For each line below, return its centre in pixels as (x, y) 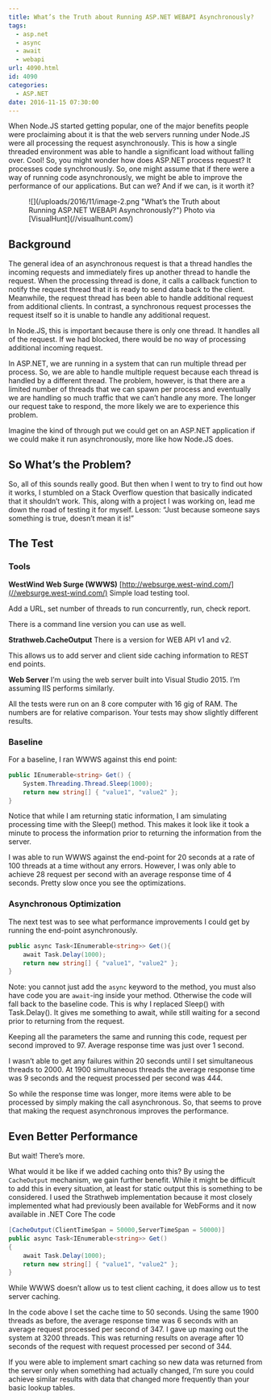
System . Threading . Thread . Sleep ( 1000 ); (88, 784)
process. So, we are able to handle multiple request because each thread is (134, 372)
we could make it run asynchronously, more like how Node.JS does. (121, 439)
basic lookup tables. (42, 1388)
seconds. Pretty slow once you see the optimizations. (97, 883)
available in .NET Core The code (62, 1214)
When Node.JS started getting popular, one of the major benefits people (129, 126)
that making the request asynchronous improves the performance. (119, 1111)
